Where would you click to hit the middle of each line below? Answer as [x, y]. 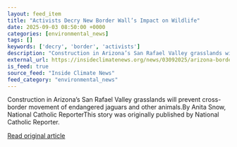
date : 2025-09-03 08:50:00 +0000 [56, 27]
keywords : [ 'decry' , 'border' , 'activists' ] [74, 47]
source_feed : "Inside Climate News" [61, 73]
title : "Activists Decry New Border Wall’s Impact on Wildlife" [104, 20]
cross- [212, 100]
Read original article [36, 136]
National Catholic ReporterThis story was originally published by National [113, 114]
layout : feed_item [34, 14]
